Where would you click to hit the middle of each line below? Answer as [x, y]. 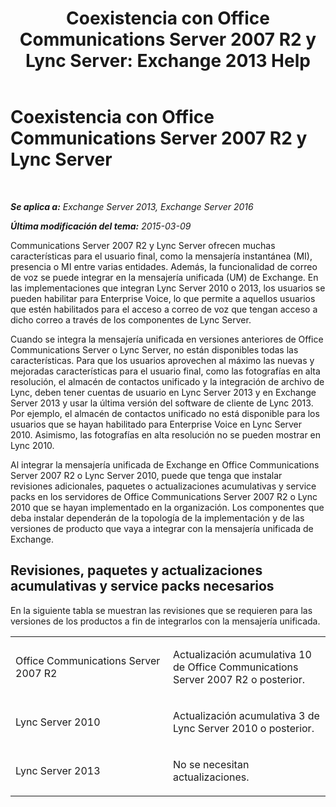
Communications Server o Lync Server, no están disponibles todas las [154, 349]
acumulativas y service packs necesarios [142, 586]
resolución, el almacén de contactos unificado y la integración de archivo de [167, 381]
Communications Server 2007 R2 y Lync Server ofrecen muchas [143, 245]
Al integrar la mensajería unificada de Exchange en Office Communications [165, 464]
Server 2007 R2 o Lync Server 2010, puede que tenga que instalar [146, 475]
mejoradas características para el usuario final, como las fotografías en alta [165, 371]
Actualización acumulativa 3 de [246, 715]
